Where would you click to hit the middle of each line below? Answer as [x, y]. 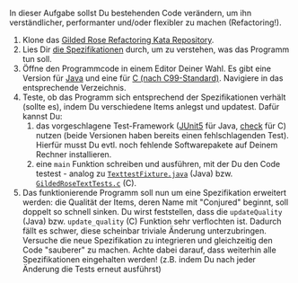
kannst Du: [42, 116]
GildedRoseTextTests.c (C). [86, 183]
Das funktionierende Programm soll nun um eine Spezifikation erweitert [154, 193]
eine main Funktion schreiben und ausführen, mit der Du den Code [158, 164]
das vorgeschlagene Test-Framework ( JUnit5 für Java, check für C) [161, 126]
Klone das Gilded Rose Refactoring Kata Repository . [118, 40]
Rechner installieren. [74, 155]
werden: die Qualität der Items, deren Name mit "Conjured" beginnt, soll [155, 202]
